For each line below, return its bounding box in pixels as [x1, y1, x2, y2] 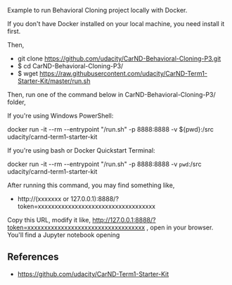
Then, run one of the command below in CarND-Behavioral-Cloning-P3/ [7, 91, 216, 99]
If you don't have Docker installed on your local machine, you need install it [7, 20, 225, 27]
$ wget [17, 70, 39, 77]
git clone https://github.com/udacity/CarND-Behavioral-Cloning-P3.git [17, 54, 221, 63]
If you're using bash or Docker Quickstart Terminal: [7, 146, 156, 154]
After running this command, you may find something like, [7, 181, 175, 189]
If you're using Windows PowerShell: [7, 112, 114, 120]
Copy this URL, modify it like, [7, 216, 91, 224]
